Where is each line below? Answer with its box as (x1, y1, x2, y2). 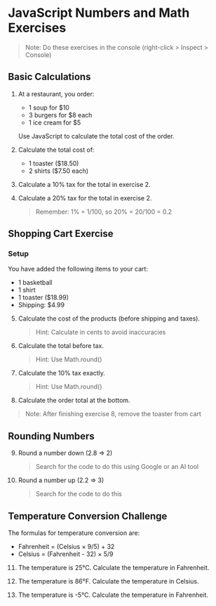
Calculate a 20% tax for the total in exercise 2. (18, 193, 152, 202)
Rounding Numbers (8, 430, 95, 442)
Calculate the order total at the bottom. (18, 396, 130, 405)
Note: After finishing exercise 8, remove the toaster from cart (25, 410, 202, 418)
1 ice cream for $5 (28, 118, 81, 127)
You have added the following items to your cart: (8, 265, 148, 273)
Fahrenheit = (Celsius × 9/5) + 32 (18, 543, 115, 551)
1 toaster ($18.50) (28, 159, 79, 167)
